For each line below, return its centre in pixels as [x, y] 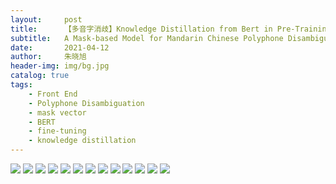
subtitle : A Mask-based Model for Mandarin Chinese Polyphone [147, 38]
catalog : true [40, 76]
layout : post [46, 19]
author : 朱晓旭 [48, 57]
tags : [21, 85]
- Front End [53, 94]
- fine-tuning [57, 131]
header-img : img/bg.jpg [60, 66]
